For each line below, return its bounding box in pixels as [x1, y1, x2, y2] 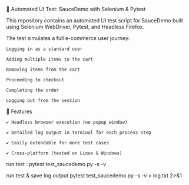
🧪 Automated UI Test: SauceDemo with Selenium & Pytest [6, 6, 146, 12]
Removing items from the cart [6, 67, 81, 72]
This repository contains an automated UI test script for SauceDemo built [6, 17, 184, 24]
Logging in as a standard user [6, 46, 83, 52]
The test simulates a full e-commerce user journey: [6, 35, 130, 41]
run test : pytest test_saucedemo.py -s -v [6, 161, 107, 167]
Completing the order [6, 87, 59, 93]
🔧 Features [6, 108, 32, 115]
